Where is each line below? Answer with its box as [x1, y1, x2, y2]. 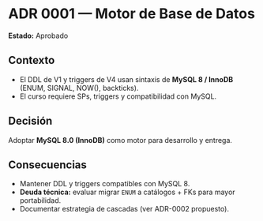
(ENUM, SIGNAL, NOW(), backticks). [19, 83, 139, 92]
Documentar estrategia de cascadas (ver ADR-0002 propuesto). [19, 204, 229, 214]
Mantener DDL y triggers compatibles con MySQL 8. [19, 179, 190, 189]
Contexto [8, 54, 55, 67]
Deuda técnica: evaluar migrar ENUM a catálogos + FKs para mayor [19, 187, 235, 197]
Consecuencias [8, 158, 87, 171]
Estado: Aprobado [8, 31, 69, 40]
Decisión [8, 114, 53, 128]
